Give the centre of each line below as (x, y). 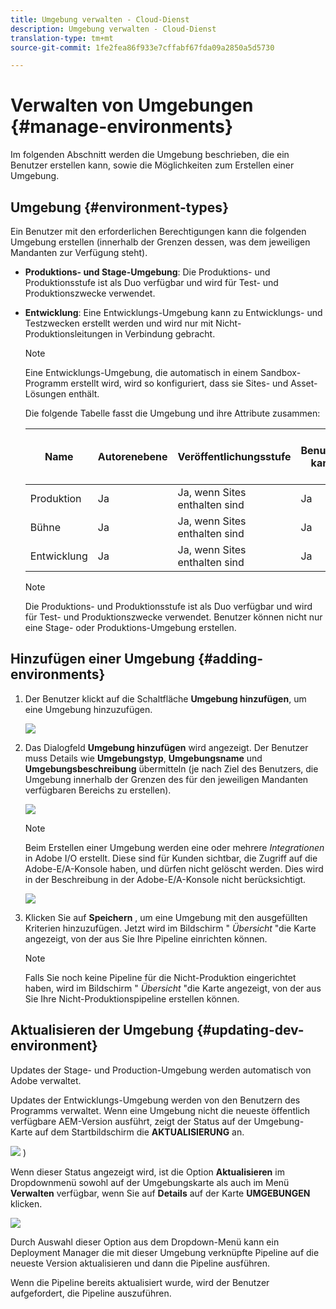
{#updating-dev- (250, 1030)
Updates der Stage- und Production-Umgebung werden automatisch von (161, 1070)
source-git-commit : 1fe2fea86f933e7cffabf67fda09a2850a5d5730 (142, 47)
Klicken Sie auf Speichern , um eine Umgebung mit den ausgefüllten (166, 917)
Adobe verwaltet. (46, 1080)
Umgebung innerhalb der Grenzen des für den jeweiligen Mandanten (166, 779)
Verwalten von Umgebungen (132, 105)
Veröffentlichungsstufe (234, 456)
